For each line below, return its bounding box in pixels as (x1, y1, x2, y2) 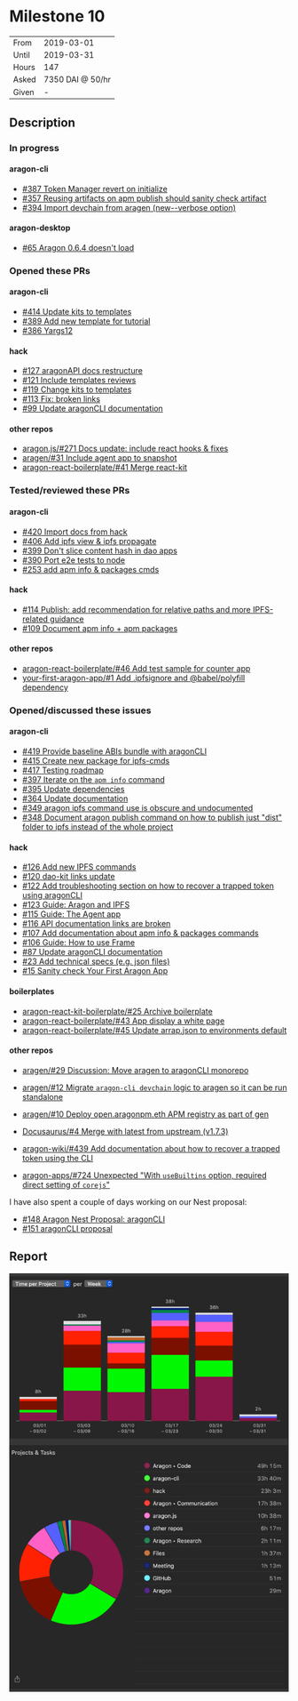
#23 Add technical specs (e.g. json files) (21, 956, 170, 967)
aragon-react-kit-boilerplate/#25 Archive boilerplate (21, 1006, 213, 1016)
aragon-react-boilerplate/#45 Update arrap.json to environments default (21, 1024, 287, 1035)
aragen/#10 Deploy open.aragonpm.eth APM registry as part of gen (21, 1109, 269, 1119)
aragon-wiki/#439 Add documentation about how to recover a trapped (21, 1143, 281, 1153)
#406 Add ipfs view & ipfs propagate (21, 535, 157, 546)
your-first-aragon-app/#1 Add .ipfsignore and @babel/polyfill (21, 672, 246, 683)
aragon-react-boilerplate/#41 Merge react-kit (21, 462, 188, 473)
